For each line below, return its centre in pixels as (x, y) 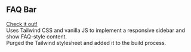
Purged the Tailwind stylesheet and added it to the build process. (86, 43)
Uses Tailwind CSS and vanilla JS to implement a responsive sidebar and (96, 30)
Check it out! (22, 24)
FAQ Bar (21, 10)
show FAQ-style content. (37, 36)
